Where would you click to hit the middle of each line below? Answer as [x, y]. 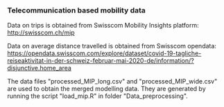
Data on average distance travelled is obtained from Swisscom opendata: [112, 46]
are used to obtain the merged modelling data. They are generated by [106, 89]
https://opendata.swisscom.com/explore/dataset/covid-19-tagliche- [104, 53]
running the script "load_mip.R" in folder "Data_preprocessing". [98, 96]
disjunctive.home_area [39, 68]
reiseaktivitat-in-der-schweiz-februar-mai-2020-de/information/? [101, 61]
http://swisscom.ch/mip [41, 32]
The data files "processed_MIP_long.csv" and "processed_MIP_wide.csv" [112, 81]
